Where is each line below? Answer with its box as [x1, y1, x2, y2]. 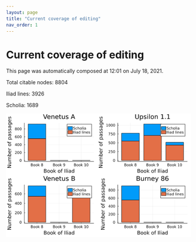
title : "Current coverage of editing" [6, 15, 101, 22]
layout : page [6, 9, 38, 15]
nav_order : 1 [6, 22, 38, 28]
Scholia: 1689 [6, 102, 39, 109]
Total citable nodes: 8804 [6, 79, 69, 86]
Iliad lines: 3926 [6, 90, 45, 97]
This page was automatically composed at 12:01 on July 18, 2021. [6, 68, 164, 75]
